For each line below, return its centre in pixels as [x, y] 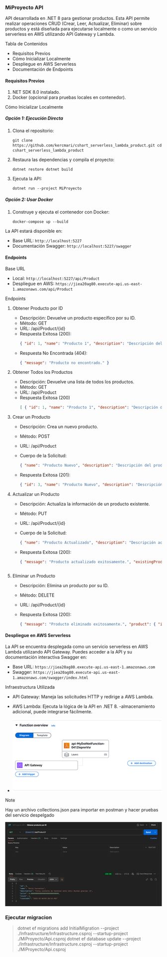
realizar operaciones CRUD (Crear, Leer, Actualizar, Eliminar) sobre [74, 23]
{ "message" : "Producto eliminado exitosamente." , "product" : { [88, 624]
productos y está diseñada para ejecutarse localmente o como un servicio [81, 29]
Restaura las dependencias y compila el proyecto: [63, 160]
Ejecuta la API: [27, 179]
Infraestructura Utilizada [30, 687]
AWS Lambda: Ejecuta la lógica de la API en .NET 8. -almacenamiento [83, 706]
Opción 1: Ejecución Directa [34, 118]
